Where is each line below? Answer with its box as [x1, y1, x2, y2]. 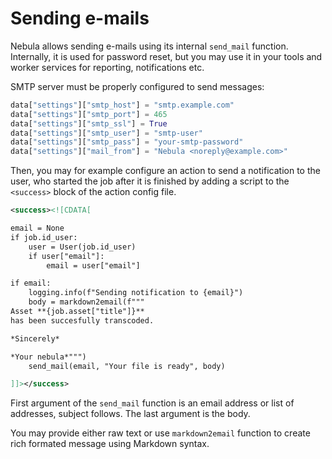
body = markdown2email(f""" [28, 297, 145, 307]
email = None [10, 223, 65, 234]
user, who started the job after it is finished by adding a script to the [10, 175, 290, 187]
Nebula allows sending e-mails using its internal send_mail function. [10, 40, 289, 52]
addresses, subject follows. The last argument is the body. [10, 408, 251, 420]
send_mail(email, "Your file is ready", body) [28, 361, 226, 371]
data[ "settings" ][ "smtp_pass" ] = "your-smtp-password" [10, 137, 244, 147]
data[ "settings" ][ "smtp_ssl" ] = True [10, 118, 168, 129]
